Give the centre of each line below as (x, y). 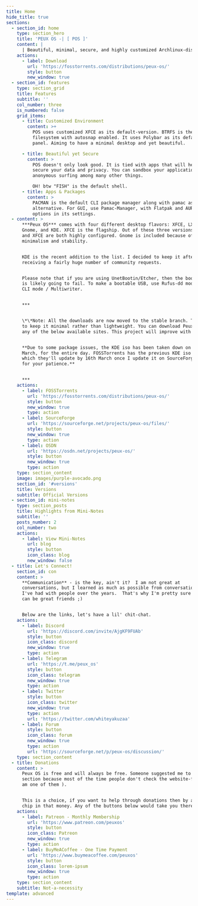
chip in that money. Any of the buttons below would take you (100, 806)
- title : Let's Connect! (42, 566)
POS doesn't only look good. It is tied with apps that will (109, 165)
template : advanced (30, 894)
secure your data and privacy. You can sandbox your (98, 170)
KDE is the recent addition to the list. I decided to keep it (101, 257)
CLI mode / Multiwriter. (52, 289)
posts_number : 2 (37, 522)
